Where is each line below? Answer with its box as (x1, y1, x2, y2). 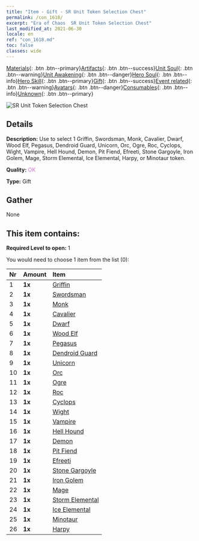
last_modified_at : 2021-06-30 (6, 25, 82, 32)
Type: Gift (6, 178, 31, 185)
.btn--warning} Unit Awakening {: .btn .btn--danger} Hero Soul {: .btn (6, 70, 172, 78)
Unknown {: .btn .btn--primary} (17, 90, 94, 97)
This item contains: (6, 228, 80, 238)
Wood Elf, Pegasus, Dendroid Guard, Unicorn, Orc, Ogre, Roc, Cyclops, (6, 141, 182, 149)
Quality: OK (6, 166, 36, 173)
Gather (6, 195, 33, 205)
